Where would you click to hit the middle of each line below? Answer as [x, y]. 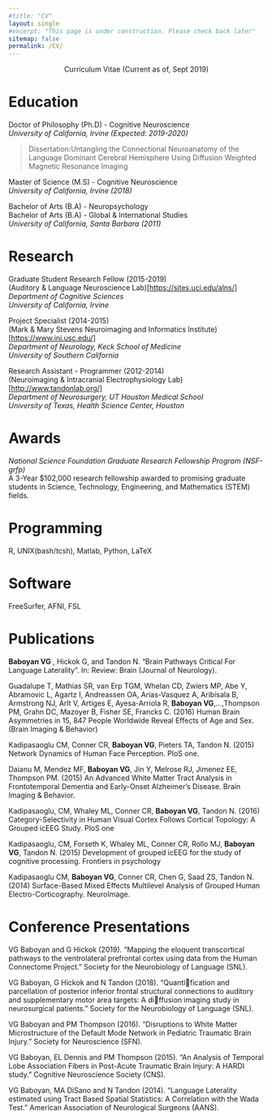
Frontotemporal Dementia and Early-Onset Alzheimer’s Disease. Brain [125, 786]
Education [43, 102]
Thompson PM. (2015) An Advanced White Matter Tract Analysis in [121, 778]
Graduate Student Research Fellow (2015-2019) [88, 279]
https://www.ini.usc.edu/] [53, 338]
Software [40, 584]
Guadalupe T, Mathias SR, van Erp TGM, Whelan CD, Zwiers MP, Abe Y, [128, 686]
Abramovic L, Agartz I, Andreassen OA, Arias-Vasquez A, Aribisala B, [123, 694]
